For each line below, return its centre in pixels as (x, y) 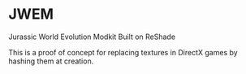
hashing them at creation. (51, 61)
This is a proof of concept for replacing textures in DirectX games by (123, 52)
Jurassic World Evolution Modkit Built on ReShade (92, 37)
